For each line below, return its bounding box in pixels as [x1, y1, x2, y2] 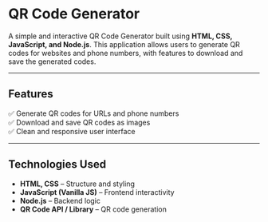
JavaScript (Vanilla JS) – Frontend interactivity [19, 187, 175, 196]
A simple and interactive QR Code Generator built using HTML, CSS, [8, 31, 233, 41]
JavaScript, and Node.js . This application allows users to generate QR [8, 39, 241, 49]
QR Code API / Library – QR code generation [19, 204, 167, 214]
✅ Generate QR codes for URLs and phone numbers [8, 109, 179, 118]
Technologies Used [8, 157, 106, 172]
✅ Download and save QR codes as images [8, 117, 151, 127]
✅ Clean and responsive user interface [8, 126, 136, 136]
